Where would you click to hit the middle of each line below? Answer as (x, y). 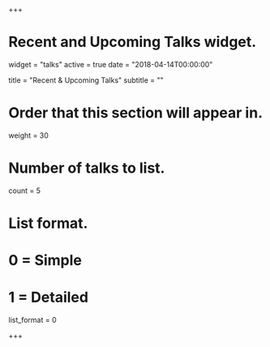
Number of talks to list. (87, 168)
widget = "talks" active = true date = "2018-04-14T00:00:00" (111, 64)
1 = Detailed (49, 298)
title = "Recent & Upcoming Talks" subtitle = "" (86, 80)
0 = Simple (45, 261)
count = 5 (24, 191)
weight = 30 (28, 135)
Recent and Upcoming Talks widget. (133, 42)
